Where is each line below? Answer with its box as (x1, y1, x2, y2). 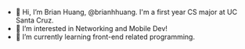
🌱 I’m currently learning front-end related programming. (15, 32, 196, 41)
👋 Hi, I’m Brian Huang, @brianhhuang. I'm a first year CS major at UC (15, 8, 237, 16)
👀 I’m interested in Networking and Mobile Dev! (15, 24, 168, 33)
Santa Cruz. (15, 16, 54, 25)
